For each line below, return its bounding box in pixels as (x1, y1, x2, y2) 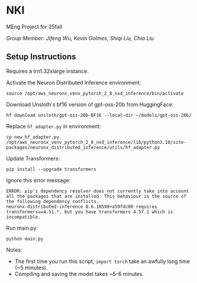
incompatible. (6, 214, 41, 220)
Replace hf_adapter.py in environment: (6, 123, 102, 130)
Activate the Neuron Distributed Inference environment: (6, 79, 141, 86)
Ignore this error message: (6, 176, 71, 184)
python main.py (6, 236, 44, 242)
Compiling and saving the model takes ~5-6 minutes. (14, 270, 144, 277)
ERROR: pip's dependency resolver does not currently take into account (6, 188, 189, 194)
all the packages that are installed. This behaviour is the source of (6, 193, 186, 199)
